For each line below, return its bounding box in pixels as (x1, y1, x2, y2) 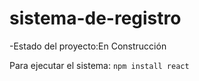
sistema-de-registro (9, 7, 182, 30)
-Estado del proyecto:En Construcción (9, 40, 167, 52)
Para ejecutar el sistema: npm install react (9, 59, 190, 71)
